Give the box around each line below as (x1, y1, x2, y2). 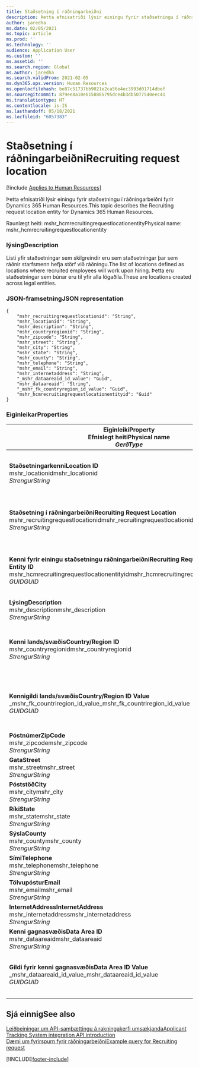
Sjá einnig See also (6, 1009, 76, 1019)
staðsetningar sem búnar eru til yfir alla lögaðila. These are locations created (6, 273, 191, 281)
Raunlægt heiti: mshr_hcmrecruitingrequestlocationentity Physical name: (6, 220, 182, 227)
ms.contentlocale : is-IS (6, 102, 68, 109)
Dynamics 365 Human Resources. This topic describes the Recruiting (6, 202, 174, 209)
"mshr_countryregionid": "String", (17, 329, 105, 335)
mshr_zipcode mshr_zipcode (9, 739, 88, 747)
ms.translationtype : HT (6, 97, 65, 103)
